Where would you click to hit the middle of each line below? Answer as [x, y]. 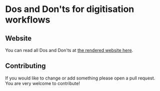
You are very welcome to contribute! [42, 83]
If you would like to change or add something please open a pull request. [80, 78]
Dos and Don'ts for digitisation [70, 9]
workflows [28, 20]
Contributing [25, 66]
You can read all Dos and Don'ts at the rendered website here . [69, 50]
